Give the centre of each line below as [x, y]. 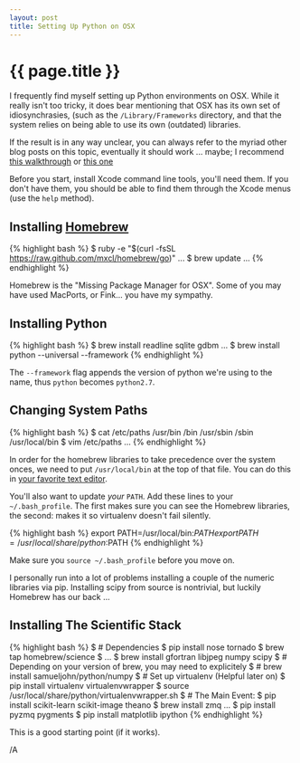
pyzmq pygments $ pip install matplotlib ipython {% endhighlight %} [136, 714]
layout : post [34, 18]
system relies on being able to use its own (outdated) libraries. [125, 125]
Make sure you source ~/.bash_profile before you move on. [122, 560]
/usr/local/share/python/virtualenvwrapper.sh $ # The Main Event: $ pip [143, 695]
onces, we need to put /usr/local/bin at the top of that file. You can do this [150, 469]
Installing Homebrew [69, 227]
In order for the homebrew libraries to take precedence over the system [142, 459]
